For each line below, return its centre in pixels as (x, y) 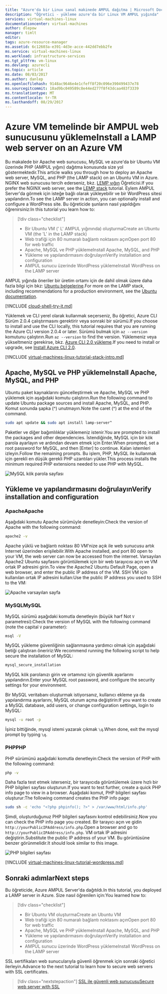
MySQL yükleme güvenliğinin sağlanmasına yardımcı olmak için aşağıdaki (80, 645)
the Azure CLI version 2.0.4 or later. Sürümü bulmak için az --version (76, 332)
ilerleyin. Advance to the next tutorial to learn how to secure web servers (79, 967)
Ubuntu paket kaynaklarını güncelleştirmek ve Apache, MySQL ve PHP (77, 392)
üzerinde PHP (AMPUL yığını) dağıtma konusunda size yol (64, 167)
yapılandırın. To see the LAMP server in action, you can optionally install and (83, 199)
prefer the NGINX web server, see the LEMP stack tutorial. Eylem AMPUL (80, 188)
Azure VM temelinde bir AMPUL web (82, 127)
